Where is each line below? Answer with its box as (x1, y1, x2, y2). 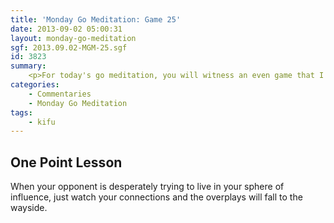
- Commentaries (28, 89, 92, 99)
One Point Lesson (10, 154, 123, 171)
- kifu (28, 117, 56, 127)
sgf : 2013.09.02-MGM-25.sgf (10, 42, 128, 53)
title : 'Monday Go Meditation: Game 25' (10, 14, 182, 25)
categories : (10, 80, 60, 90)
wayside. (10, 202, 48, 214)
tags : (10, 107, 33, 118)
